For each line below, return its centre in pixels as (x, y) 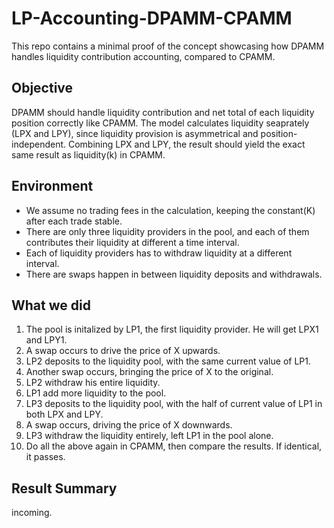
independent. (39, 144)
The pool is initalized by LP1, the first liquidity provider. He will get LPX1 (172, 329)
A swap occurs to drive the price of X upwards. (123, 351)
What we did (51, 305)
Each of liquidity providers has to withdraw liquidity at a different (159, 253)
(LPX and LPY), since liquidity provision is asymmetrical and (135, 133)
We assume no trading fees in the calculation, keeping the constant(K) (170, 210)
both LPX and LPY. (64, 414)
